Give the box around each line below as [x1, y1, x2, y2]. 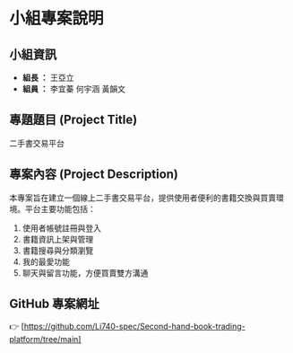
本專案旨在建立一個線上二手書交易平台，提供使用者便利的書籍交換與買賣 [9, 192, 276, 203]
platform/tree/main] [9, 334, 82, 345]
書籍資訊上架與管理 [22, 234, 94, 244]
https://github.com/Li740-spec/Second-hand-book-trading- [23, 321, 246, 332]
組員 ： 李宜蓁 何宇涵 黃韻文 [22, 84, 125, 94]
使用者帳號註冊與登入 [22, 222, 101, 234]
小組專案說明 [9, 8, 105, 29]
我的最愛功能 [22, 256, 70, 267]
